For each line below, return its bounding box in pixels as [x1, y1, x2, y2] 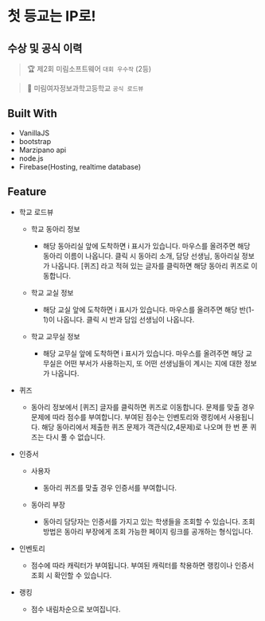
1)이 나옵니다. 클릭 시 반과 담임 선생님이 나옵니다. [42, 314, 195, 324]
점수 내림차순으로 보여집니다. [30, 604, 121, 614]
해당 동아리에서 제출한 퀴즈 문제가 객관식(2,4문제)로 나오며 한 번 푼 [41, 422, 248, 432]
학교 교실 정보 [30, 287, 74, 297]
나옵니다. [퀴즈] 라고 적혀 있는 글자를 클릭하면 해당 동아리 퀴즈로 [51, 260, 250, 271]
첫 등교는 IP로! [7, 7, 96, 25]
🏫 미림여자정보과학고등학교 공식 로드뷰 [26, 84, 144, 92]
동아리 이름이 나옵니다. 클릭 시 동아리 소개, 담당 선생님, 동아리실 [42, 251, 240, 260]
